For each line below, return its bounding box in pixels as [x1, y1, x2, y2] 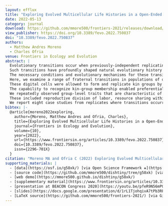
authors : [5, 40, 23, 45]
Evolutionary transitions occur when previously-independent [9, 63, 140, 68]
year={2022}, [14, 133, 41, 138]
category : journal [5, 21, 43, 26]
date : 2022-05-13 [5, 16, 41, 21]
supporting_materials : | [5, 160, 57, 165]
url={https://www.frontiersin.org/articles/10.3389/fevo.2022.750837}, [14, 137, 166, 142]
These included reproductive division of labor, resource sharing [9, 95, 151, 100]
